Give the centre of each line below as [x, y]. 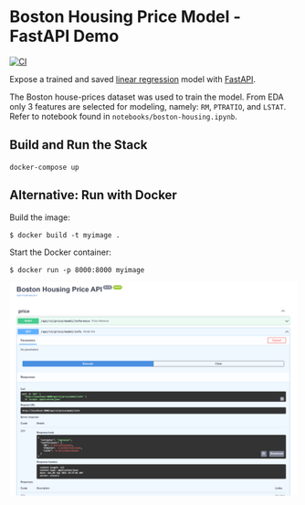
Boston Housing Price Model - [126, 17]
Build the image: [40, 217]
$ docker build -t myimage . [65, 235]
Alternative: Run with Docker [94, 195]
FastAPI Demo [64, 36]
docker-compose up [44, 167]
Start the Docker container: [60, 252]
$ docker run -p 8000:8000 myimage [77, 270]
